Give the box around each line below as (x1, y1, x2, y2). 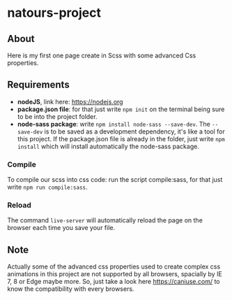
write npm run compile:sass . (7, 183, 88, 192)
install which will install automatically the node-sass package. (17, 142, 200, 150)
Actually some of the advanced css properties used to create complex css (7, 262, 221, 271)
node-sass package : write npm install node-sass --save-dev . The (17, 120, 210, 128)
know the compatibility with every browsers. (7, 285, 134, 293)
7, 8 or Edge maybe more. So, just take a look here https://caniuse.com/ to (7, 278, 220, 286)
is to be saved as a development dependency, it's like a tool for (44, 127, 225, 136)
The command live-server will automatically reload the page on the (7, 216, 203, 224)
